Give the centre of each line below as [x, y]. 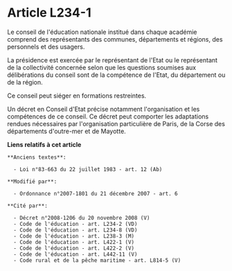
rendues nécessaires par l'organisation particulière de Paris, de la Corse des [116, 123]
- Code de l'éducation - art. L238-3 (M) [74, 236]
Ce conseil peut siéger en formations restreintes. [77, 96]
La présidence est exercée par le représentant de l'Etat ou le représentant [113, 60]
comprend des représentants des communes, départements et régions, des [115, 39]
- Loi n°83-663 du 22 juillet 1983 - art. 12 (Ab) [88, 169]
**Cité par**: [28, 206]
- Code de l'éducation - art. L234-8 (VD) [75, 230]
